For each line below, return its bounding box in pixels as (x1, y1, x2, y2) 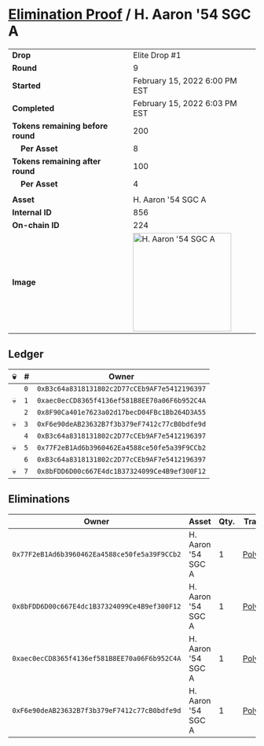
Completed (12, 102, 55, 113)
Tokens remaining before (12, 120, 108, 131)
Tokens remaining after (12, 156, 101, 167)
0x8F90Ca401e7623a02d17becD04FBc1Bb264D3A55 (36, 407, 207, 417)
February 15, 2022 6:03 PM (133, 97, 237, 108)
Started (12, 80, 41, 91)
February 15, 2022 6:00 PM (133, 75, 237, 86)
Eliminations (8, 493, 71, 506)
